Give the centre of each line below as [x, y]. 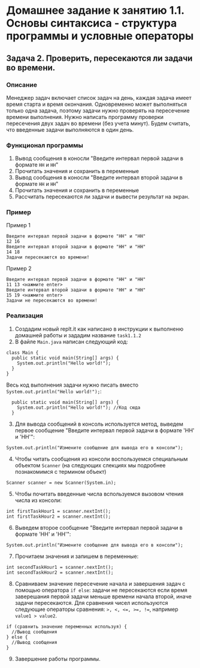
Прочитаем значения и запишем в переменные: [77, 556]
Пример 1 [19, 225]
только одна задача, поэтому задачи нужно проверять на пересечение [98, 110]
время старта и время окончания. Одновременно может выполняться [97, 104]
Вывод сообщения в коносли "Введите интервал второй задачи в [99, 177]
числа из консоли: [38, 500]
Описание [22, 85]
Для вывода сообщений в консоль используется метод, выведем [99, 424]
